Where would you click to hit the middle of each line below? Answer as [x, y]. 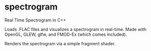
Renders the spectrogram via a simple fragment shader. [60, 43]
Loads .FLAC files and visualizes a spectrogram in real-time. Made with [75, 29]
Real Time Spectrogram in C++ [35, 20]
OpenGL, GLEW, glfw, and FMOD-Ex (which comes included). [66, 34]
